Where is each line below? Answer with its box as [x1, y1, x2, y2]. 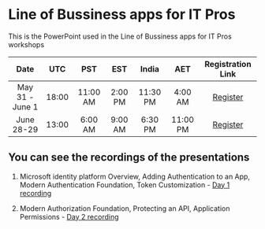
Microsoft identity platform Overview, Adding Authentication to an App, [19, 172, 251, 181]
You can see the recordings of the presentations [8, 151, 250, 164]
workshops [8, 39, 45, 49]
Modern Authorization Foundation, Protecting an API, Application [19, 203, 230, 213]
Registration [204, 58, 252, 69]
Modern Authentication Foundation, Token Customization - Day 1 [19, 179, 230, 190]
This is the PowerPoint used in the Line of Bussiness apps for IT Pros [8, 31, 233, 41]
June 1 [12, 101, 39, 112]
